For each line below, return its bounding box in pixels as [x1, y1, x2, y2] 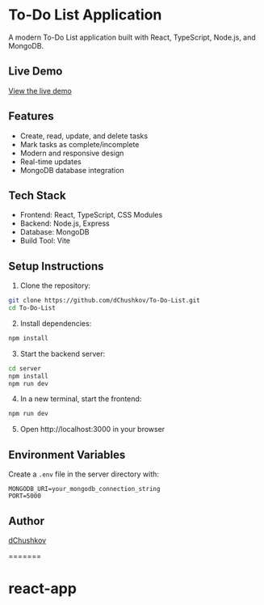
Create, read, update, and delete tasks [19, 131, 148, 141]
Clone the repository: [19, 281, 91, 290]
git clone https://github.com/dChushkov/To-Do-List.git [8, 297, 200, 305]
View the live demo [8, 86, 73, 95]
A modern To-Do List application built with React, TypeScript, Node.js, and [8, 32, 256, 42]
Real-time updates [19, 156, 82, 167]
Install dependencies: [19, 318, 92, 328]
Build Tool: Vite [19, 236, 71, 246]
